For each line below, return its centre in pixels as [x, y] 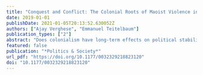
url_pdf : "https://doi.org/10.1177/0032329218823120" [76, 57]
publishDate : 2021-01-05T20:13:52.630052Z [60, 23]
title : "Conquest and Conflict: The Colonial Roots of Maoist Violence [98, 12]
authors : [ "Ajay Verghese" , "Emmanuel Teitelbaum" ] [72, 29]
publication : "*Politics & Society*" [54, 51]
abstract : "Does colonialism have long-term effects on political [92, 40]
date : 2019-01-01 [28, 18]
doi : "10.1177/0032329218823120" [48, 62]
